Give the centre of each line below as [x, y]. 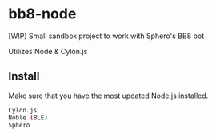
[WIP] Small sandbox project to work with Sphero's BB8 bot [106, 36]
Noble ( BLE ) [28, 117]
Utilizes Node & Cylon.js [48, 51]
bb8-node [42, 14]
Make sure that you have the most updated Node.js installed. [108, 96]
